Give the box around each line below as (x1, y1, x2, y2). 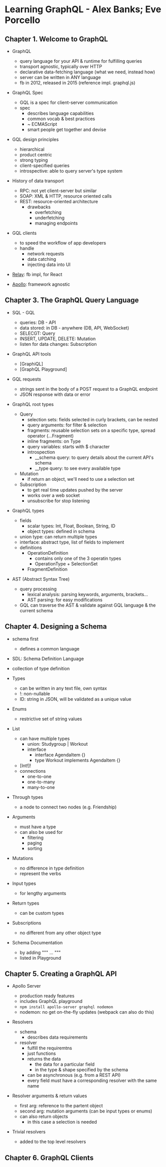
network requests (27, 251, 64, 257)
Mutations (12, 855, 34, 861)
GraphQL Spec (12, 90, 44, 95)
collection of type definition (12, 665, 70, 671)
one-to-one (27, 773, 52, 779)
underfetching (35, 215, 64, 221)
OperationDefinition (27, 550, 69, 556)
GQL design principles (12, 137, 59, 142)
